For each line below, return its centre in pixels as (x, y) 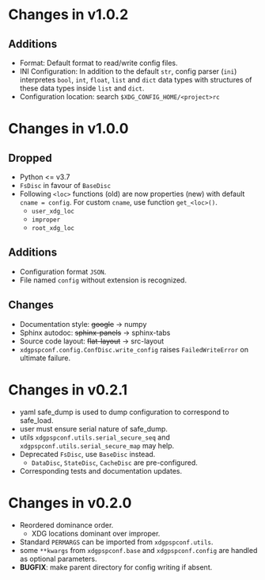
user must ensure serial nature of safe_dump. (93, 428)
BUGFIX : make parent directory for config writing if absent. (116, 567)
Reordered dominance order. (66, 524)
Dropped (30, 157)
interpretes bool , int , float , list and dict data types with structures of (136, 80)
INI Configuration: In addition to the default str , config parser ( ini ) (128, 71)
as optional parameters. (58, 559)
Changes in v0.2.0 (70, 503)
